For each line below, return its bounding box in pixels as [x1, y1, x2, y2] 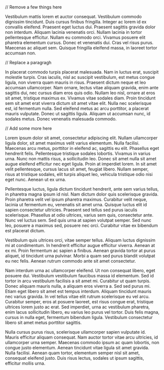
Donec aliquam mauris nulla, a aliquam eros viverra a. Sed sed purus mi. [5, 283, 151, 289]
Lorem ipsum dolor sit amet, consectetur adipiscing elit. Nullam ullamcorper [5, 135, 158, 141]
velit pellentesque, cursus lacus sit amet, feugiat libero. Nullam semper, [5, 166, 149, 172]
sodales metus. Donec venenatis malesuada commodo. [5, 116, 117, 122]
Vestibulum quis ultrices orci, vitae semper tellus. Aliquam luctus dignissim [5, 237, 156, 243]
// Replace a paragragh [5, 60, 51, 65]
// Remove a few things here [5, 4, 62, 10]
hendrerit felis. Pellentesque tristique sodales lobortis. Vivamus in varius [5, 150, 151, 156]
